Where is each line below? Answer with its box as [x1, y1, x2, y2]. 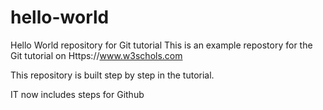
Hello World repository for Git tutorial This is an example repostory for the [10, 39, 313, 51]
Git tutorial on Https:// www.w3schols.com [10, 49, 183, 61]
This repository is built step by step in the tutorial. [10, 69, 215, 81]
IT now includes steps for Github [10, 88, 145, 100]
